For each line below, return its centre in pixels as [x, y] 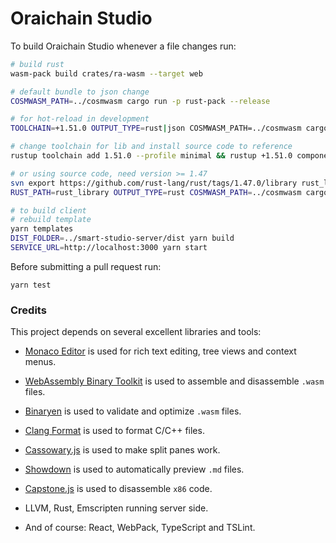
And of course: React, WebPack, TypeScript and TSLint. [140, 528]
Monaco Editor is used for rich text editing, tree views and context [160, 351]
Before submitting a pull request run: [86, 266]
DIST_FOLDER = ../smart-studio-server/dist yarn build [122, 238]
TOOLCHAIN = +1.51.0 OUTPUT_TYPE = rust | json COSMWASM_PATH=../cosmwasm [156, 128]
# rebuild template [51, 220]
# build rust [37, 64]
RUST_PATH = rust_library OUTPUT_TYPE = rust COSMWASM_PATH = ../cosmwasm [156, 192]
